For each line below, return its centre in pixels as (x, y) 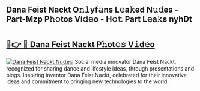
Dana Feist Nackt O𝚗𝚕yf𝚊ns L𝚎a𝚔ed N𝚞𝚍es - (92, 10)
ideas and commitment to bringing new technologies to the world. (88, 81)
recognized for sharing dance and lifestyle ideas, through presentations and (100, 68)
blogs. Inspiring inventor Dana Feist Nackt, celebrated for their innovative (97, 75)
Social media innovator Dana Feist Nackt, (126, 62)
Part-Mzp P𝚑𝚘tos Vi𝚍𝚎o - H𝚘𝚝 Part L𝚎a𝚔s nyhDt (99, 20)
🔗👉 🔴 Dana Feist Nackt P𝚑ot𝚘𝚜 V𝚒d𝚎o (80, 44)
